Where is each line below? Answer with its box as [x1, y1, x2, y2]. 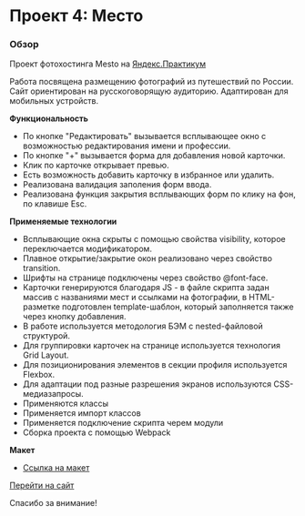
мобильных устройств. [9, 96, 99, 106]
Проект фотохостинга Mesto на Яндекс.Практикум [9, 58, 207, 69]
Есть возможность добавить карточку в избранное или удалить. [22, 169, 275, 180]
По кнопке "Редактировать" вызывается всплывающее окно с [22, 131, 267, 142]
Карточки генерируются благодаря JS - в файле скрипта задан [22, 282, 270, 293]
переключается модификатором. [22, 243, 153, 255]
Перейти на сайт [9, 480, 75, 491]
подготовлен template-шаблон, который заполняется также [62, 301, 294, 312]
